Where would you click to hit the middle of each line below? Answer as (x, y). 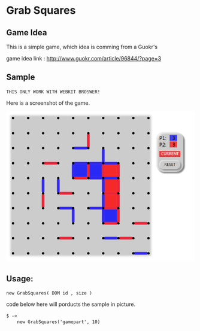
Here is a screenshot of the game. (48, 103)
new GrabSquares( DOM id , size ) (49, 293)
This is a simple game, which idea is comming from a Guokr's (82, 47)
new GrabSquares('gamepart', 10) (59, 322)
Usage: (20, 279)
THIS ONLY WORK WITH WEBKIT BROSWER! (53, 92)
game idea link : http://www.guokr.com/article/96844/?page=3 (84, 58)
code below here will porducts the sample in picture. (71, 304)
